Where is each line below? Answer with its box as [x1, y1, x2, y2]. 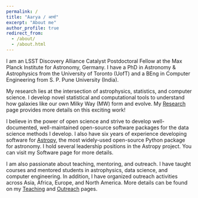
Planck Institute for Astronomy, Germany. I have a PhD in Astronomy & [6, 63, 176, 71]
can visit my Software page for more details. [6, 149, 114, 156]
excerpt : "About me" [6, 19, 57, 25]
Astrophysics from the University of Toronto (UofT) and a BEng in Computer [6, 70, 190, 77]
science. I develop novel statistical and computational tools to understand [6, 93, 185, 100]
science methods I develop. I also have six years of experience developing [6, 130, 187, 137]
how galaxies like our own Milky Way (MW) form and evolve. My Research [6, 100, 186, 107]
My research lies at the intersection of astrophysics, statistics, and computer [6, 88, 192, 95]
